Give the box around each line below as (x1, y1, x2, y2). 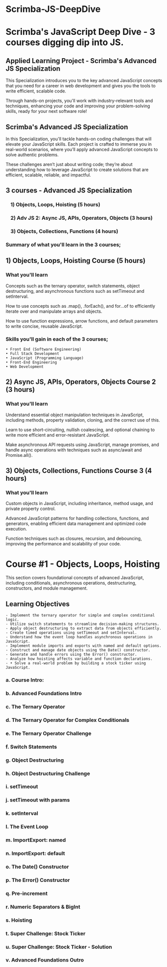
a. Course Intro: (5, 677, 44, 684)
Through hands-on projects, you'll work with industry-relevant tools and (5, 98, 153, 104)
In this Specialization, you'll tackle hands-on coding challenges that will (5, 136, 152, 142)
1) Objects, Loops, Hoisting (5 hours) (10, 201, 101, 208)
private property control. (5, 506, 56, 512)
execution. (5, 526, 27, 532)
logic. (5, 617, 19, 622)
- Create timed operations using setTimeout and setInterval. (5, 630, 137, 635)
